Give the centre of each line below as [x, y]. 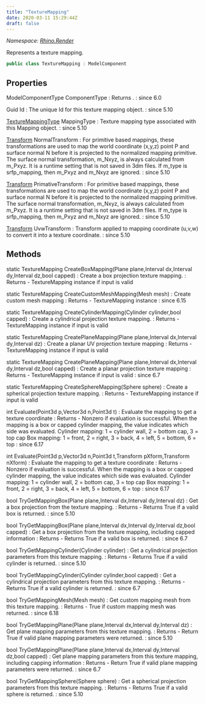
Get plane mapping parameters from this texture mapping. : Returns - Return [103, 631]
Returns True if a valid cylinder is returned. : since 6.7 [74, 588]
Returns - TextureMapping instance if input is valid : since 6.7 [83, 375]
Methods [24, 254]
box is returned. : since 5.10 [41, 513]
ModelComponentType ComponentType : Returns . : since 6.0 [84, 98]
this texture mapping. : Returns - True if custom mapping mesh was [91, 606]
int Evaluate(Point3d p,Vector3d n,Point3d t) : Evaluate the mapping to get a [102, 411]
